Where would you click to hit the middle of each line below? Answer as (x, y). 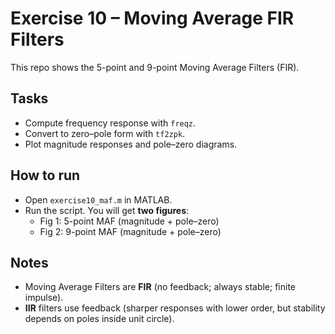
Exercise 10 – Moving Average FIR (152, 18)
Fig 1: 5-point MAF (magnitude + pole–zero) (129, 221)
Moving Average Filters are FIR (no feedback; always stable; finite (160, 287)
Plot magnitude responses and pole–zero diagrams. (131, 144)
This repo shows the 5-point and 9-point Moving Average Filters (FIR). (155, 67)
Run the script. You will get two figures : (107, 210)
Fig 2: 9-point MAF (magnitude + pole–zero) (130, 231)
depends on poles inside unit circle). (99, 319)
